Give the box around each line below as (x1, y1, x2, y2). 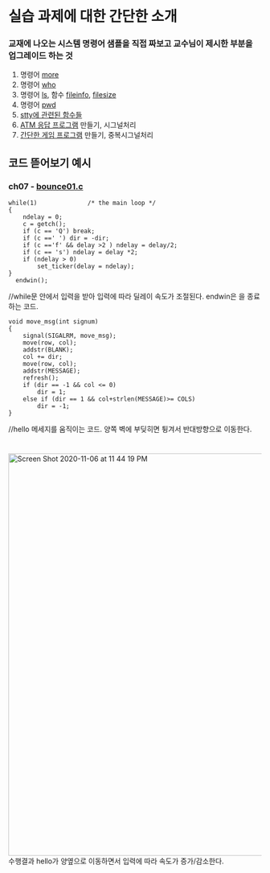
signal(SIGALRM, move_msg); (22, 331, 117, 340)
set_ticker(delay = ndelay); (37, 262, 135, 270)
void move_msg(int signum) (8, 318, 99, 326)
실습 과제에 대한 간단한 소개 (8, 7, 178, 26)
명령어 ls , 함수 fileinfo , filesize (19, 90, 117, 100)
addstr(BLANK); (22, 346, 74, 354)
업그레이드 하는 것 (8, 50, 74, 61)
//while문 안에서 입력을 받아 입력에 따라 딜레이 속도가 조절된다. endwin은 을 (8, 291, 246, 302)
